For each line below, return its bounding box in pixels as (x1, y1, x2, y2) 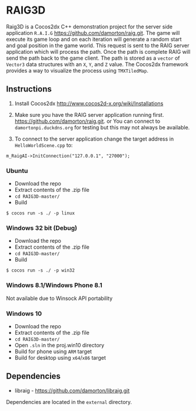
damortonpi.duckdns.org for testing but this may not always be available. (14, 123, 190, 131)
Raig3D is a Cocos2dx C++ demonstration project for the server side (6, 23, 173, 30)
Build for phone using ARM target (14, 348, 92, 355)
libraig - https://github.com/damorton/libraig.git (14, 387, 130, 394)
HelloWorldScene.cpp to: (14, 141, 73, 148)
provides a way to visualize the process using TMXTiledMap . (6, 67, 149, 74)
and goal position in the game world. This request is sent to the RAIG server (6, 42, 190, 49)
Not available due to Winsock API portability (6, 295, 113, 302)
